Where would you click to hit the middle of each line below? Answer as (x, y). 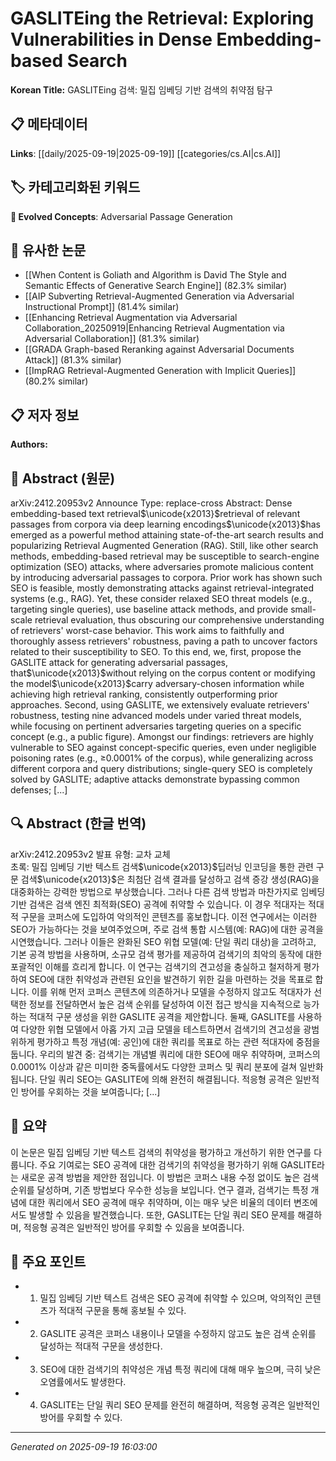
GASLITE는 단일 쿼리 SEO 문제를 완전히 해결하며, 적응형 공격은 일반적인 (180, 1405)
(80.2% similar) (56, 381)
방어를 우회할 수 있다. (81, 1418)
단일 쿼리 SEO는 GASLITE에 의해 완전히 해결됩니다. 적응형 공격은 (166, 1079)
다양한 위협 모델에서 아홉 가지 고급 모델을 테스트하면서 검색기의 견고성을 (161, 1029)
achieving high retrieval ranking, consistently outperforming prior (144, 694)
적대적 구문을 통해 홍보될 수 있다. (122, 1311)
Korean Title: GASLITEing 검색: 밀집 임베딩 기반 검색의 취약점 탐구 (141, 89)
